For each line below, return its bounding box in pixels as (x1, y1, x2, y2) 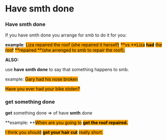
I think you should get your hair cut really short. (5, 129, 104, 135)
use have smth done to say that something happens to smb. (5, 66, 129, 72)
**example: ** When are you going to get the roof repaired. (5, 119, 128, 125)
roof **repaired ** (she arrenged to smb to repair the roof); (5, 47, 126, 53)
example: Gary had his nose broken (5, 76, 78, 82)
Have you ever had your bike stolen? (5, 86, 80, 92)
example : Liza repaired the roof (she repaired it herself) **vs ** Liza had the (5, 42, 162, 48)
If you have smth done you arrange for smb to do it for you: (5, 32, 127, 38)
